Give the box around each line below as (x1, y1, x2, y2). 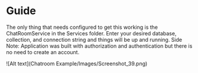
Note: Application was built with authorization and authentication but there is (6, 42, 193, 49)
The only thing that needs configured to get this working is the (6, 24, 158, 31)
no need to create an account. (6, 48, 80, 55)
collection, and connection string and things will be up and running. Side (6, 36, 182, 43)
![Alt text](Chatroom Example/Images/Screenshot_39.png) (6, 60, 148, 67)
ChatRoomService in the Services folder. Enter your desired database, (6, 29, 177, 36)
